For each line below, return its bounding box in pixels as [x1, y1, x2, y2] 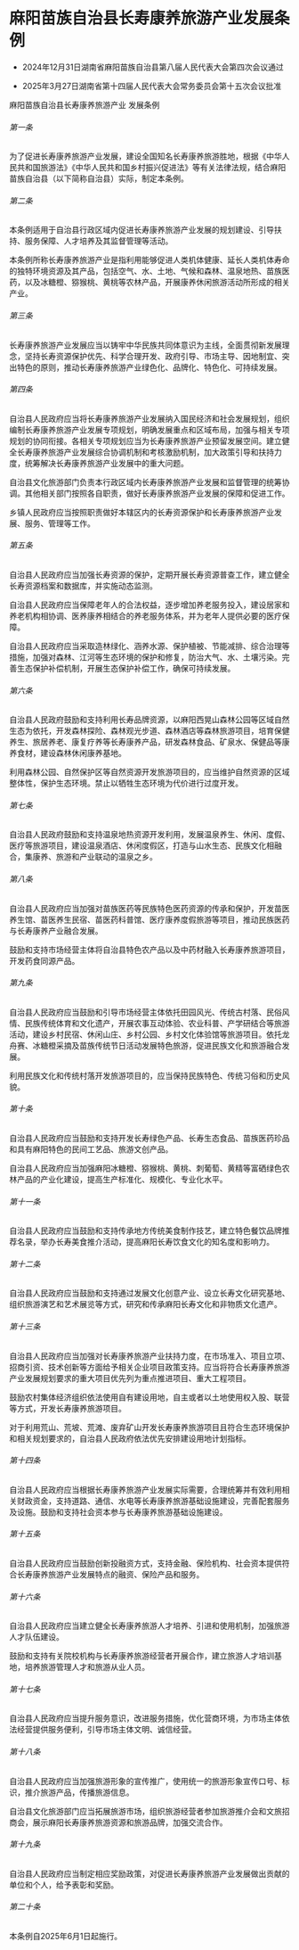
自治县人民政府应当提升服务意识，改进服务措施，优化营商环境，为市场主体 [9, 1713, 282, 1724]
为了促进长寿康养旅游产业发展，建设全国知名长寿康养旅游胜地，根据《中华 [9, 151, 282, 161]
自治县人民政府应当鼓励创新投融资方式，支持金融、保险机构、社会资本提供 [9, 1558, 282, 1568]
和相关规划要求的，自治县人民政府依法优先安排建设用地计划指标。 [9, 1433, 251, 1444]
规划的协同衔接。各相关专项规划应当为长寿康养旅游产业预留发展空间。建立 [9, 435, 282, 446]
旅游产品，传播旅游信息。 [39, 1787, 134, 1798]
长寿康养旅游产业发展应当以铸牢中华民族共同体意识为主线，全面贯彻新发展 [9, 340, 282, 350]
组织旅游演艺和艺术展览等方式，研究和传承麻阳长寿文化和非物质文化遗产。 [9, 1299, 282, 1310]
